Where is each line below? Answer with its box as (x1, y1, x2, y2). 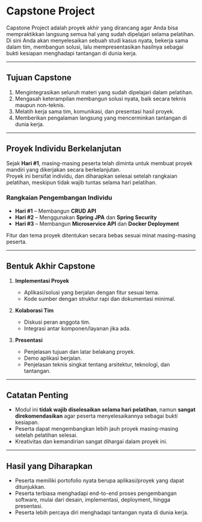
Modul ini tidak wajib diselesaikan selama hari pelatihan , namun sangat (14, 406, 196, 413)
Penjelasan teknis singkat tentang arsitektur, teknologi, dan (23, 360, 170, 368)
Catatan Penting (6, 390, 69, 401)
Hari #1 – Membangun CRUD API (14, 207, 96, 214)
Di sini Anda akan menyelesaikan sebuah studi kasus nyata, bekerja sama (6, 37, 188, 44)
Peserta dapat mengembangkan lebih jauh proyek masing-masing (14, 425, 179, 432)
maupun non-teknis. (14, 101, 66, 109)
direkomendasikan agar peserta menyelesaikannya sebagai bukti (14, 413, 178, 420)
